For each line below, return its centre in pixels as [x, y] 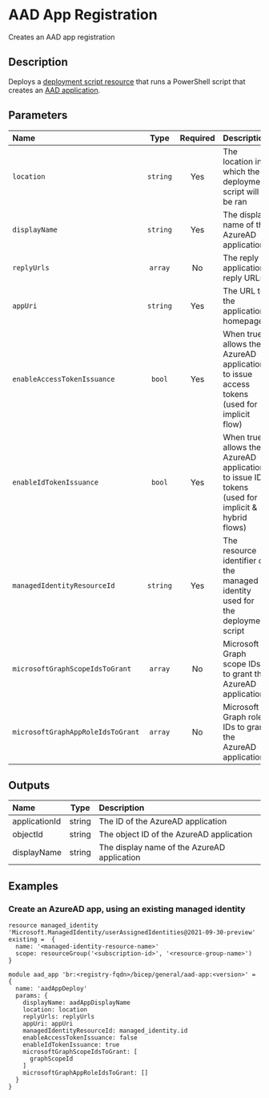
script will [241, 192]
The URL [239, 290]
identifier [240, 561]
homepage [243, 321]
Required [197, 138]
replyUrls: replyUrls [58, 1017]
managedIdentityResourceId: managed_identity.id [105, 1031]
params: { [32, 996]
